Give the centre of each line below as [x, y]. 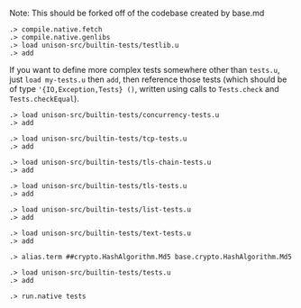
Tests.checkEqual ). [44, 99]
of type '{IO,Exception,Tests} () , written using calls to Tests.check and [144, 89]
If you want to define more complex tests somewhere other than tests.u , [145, 70]
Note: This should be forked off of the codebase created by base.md [137, 13]
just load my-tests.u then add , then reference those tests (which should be [148, 79]
